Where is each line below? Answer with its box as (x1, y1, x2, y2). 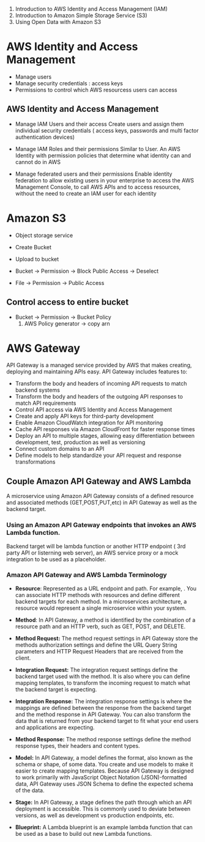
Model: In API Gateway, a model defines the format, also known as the (15, 754, 193, 761)
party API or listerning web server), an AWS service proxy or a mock (6, 549, 179, 556)
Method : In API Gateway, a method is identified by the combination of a (15, 616, 196, 623)
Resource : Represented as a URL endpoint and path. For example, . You (15, 585, 197, 592)
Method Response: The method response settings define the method (15, 735, 192, 743)
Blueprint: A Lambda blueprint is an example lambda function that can (15, 823, 193, 831)
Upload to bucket (15, 255, 59, 263)
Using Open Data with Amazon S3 (15, 18, 102, 25)
